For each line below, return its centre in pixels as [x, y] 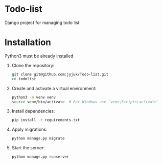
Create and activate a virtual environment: [54, 88]
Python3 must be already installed [39, 56]
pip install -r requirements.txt [46, 120]
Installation [28, 42]
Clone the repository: [33, 65]
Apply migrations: [29, 129]
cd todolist [24, 79]
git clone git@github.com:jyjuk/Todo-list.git [60, 74]
